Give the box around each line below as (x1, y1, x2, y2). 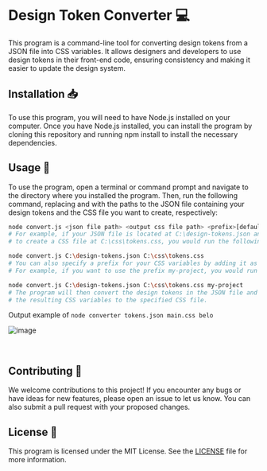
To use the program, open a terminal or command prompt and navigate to (8, 182, 249, 192)
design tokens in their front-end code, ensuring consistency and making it (8, 55, 250, 64)
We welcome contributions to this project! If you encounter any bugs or (8, 385, 242, 395)
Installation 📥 (8, 88, 79, 101)
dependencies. (8, 138, 57, 147)
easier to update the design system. (8, 63, 126, 72)
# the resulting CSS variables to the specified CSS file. (8, 296, 208, 304)
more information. (8, 455, 67, 465)
